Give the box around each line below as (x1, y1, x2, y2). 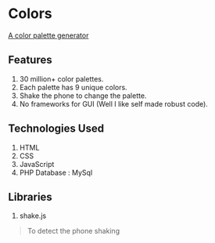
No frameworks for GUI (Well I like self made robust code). (19, 99, 209, 108)
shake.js (19, 211, 47, 220)
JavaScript (19, 159, 55, 169)
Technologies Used (8, 122, 104, 136)
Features (8, 53, 52, 67)
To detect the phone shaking (27, 227, 120, 236)
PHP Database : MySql (19, 168, 93, 177)
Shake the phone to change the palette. (19, 91, 147, 100)
